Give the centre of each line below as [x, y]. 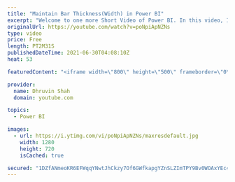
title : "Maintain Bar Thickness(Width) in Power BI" [86, 14]
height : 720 [37, 149]
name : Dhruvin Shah [42, 91]
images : [19, 129]
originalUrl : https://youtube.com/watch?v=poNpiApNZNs [89, 27]
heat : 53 [20, 59]
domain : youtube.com [43, 98]
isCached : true [42, 155]
